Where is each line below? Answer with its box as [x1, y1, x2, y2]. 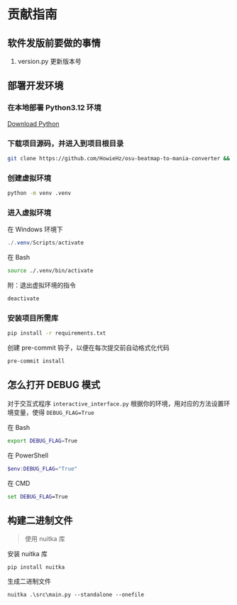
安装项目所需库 [7, 313, 59, 323]
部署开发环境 [7, 79, 64, 92]
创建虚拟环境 [7, 173, 52, 183]
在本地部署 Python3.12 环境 [7, 103, 101, 113]
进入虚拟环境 [7, 207, 52, 217]
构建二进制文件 [7, 514, 73, 526]
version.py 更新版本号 [17, 57, 82, 65]
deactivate [7, 295, 40, 302]
